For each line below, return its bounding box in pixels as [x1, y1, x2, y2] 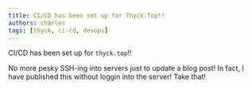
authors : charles [8, 19, 66, 27]
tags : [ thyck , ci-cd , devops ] [8, 26, 109, 34]
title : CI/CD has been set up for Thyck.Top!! [8, 11, 165, 20]
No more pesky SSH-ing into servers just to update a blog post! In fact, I [8, 64, 244, 73]
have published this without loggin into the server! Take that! [8, 72, 207, 82]
